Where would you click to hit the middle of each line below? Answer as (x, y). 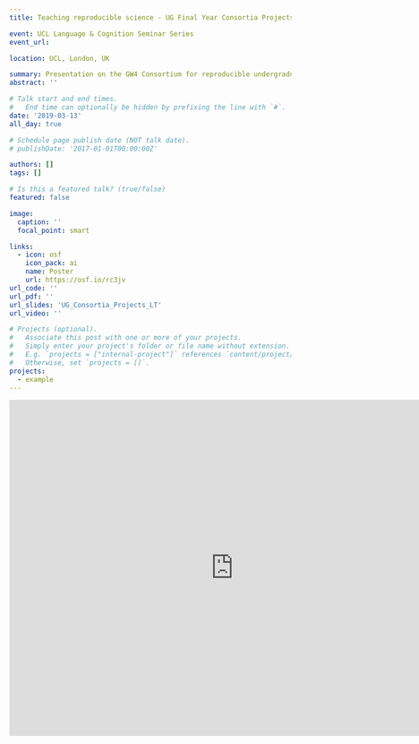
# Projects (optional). (54, 329)
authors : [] (31, 165)
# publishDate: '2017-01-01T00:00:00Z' (84, 149)
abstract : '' (34, 83)
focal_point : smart (54, 230)
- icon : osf (40, 255)
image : (21, 213)
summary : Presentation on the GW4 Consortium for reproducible (130, 74)
